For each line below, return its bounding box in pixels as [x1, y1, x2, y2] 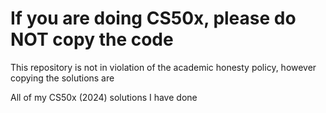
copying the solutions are [10, 72, 115, 84]
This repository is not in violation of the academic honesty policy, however [10, 61, 317, 73]
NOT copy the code [10, 28, 174, 51]
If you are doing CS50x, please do [10, 7, 297, 30]
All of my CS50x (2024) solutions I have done [10, 91, 198, 103]
